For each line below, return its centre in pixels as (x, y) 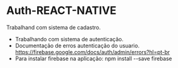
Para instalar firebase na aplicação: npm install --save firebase (94, 58)
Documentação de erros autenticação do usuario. (77, 46)
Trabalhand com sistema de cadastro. (54, 27)
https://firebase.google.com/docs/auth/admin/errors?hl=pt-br (92, 52)
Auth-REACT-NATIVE (61, 11)
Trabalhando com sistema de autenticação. (69, 39)
